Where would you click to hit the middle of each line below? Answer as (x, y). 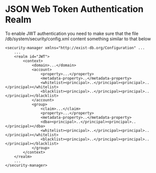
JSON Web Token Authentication (74, 9)
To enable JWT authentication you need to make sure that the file (72, 33)
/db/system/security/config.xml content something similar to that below (78, 39)
